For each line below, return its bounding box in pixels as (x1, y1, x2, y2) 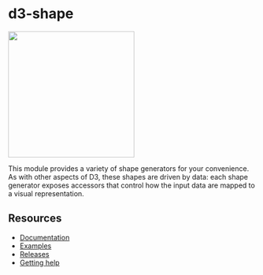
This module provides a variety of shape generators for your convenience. (8, 163, 250, 173)
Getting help (19, 258, 61, 267)
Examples (19, 241, 52, 251)
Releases (19, 249, 50, 258)
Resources (8, 212, 62, 225)
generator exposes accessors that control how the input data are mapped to (8, 180, 256, 190)
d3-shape (8, 5, 74, 23)
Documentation (19, 232, 70, 242)
